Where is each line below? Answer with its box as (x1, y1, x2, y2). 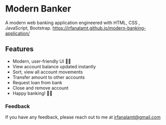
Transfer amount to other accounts (12, 74, 85, 80)
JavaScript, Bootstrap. (5, 25, 52, 31)
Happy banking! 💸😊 (12, 90, 53, 96)
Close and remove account (12, 85, 69, 91)
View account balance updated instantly (12, 63, 96, 69)
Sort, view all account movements (12, 69, 83, 75)
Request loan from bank (12, 79, 63, 85)
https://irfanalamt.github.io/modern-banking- (52, 25, 146, 31)
